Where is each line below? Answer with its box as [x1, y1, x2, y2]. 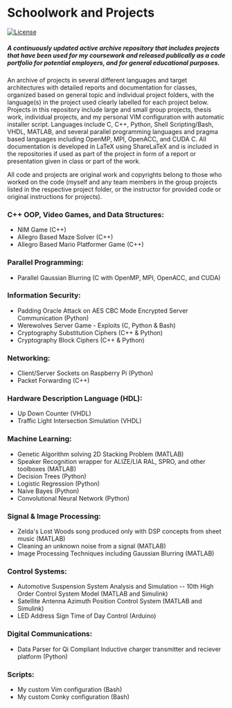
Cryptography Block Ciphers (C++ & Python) [17, 336, 145, 344]
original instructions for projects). [7, 192, 102, 200]
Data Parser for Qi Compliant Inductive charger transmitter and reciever [17, 645, 222, 653]
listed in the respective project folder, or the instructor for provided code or [7, 185, 222, 193]
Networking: [7, 353, 51, 363]
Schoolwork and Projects [7, 5, 154, 21]
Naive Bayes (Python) [17, 487, 80, 495]
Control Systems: [7, 567, 67, 576]
